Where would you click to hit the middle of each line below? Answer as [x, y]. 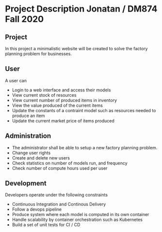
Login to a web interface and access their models [61, 90]
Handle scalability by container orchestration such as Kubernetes [77, 220]
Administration [28, 136]
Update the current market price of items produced [63, 121]
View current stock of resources [44, 95]
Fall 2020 [24, 19]
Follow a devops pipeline [37, 209]
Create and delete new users [41, 158]
